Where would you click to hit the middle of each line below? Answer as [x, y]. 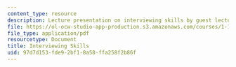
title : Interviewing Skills [48, 46]
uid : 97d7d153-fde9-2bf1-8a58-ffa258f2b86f [72, 53]
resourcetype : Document [42, 40]
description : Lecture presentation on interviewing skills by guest [110, 20]
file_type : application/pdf [48, 33]
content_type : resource [42, 14]
